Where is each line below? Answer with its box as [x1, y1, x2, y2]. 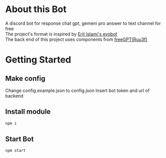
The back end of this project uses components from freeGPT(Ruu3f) [5, 36, 148, 42]
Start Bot [5, 135, 34, 143]
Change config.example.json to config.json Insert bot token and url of [5, 87, 150, 93]
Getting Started [5, 54, 72, 66]
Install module [5, 108, 51, 116]
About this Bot [5, 4, 67, 15]
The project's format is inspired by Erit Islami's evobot [5, 31, 118, 37]
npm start [5, 148, 26, 153]
